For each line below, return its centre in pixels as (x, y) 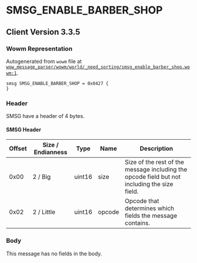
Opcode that (142, 201)
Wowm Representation (39, 49)
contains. (138, 223)
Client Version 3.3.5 (43, 32)
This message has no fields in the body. (54, 254)
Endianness (50, 152)
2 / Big (42, 177)
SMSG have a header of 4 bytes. (45, 116)
